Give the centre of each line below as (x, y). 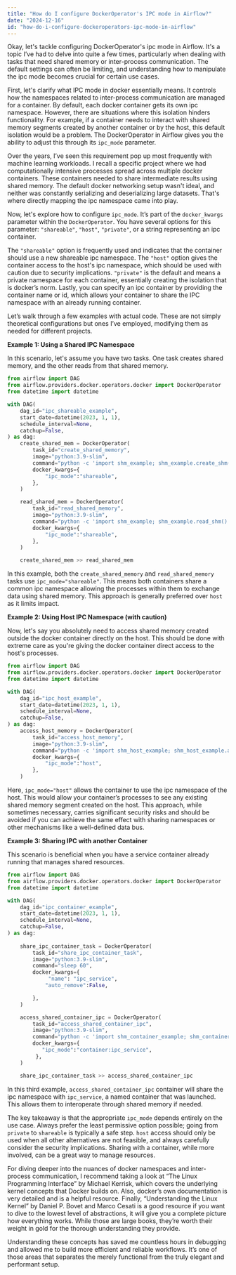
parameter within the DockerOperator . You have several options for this (109, 222)
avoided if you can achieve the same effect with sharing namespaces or (111, 820)
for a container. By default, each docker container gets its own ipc (103, 105)
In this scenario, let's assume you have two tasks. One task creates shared (115, 358)
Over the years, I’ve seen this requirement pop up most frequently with (110, 156)
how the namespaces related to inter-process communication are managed (116, 98)
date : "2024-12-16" (36, 20)
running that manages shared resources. (66, 862)
